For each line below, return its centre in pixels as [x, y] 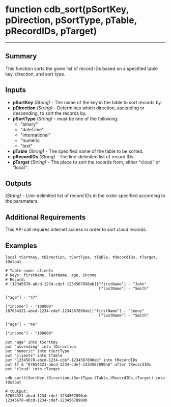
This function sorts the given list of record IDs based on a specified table [82, 68]
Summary [21, 56]
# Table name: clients [29, 271]
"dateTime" [32, 129]
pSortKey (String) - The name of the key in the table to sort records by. [87, 102]
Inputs [16, 90]
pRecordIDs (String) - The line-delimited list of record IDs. [74, 156]
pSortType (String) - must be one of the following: [65, 118]
